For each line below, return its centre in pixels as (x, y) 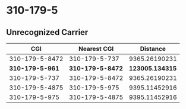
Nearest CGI (96, 49)
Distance (153, 49)
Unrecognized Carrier (47, 32)
